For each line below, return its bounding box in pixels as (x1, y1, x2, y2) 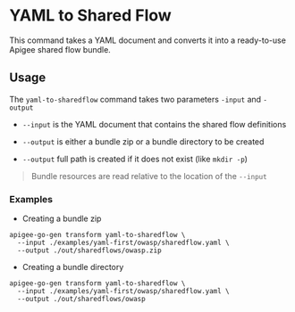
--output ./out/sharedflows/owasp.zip (17, 246, 163, 255)
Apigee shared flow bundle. (9, 44, 112, 54)
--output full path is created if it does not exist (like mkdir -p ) (21, 153, 249, 164)
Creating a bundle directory (21, 262, 124, 273)
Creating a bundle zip (21, 213, 102, 224)
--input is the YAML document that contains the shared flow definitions (21, 119, 287, 129)
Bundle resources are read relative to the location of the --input (30, 170, 267, 181)
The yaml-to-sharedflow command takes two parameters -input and (9, 94, 262, 104)
